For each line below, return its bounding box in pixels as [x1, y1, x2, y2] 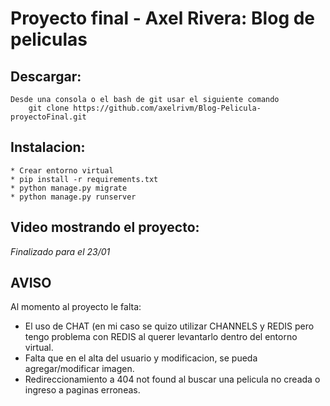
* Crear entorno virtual [10, 165, 114, 176]
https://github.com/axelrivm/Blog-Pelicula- [73, 103, 262, 113]
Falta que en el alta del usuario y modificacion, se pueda [24, 352, 258, 364]
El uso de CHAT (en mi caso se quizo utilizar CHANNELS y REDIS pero [24, 320, 315, 332]
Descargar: [10, 68, 82, 85]
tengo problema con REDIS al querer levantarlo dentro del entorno [24, 331, 298, 343]
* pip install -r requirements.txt [10, 174, 159, 184]
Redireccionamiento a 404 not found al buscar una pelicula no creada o [24, 373, 321, 386]
